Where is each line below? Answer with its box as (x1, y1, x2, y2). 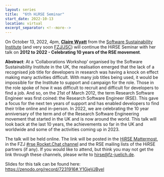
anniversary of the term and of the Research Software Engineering (5, 111, 140, 117)
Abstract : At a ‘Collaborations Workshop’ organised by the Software (5, 59, 143, 65)
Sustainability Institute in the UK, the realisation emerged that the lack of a (5, 64, 155, 70)
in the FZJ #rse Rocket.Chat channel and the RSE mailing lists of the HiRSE (5, 141, 156, 147)
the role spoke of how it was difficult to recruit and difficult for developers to (5, 85, 159, 91)
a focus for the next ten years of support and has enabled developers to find (5, 101, 159, 106)
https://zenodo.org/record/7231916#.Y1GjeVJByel (5, 166, 104, 172)
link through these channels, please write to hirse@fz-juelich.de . (5, 152, 136, 157)
